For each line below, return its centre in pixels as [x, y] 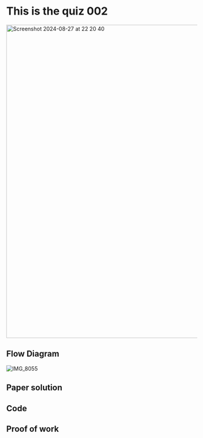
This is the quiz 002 [57, 11]
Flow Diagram [33, 354]
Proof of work [33, 429]
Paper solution [34, 388]
